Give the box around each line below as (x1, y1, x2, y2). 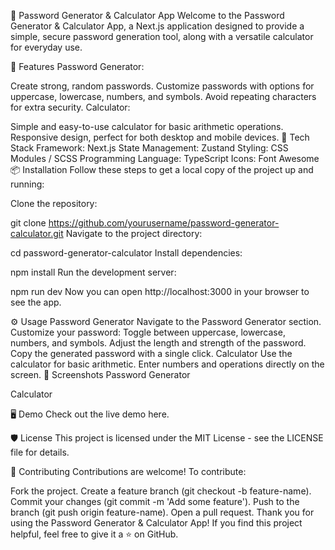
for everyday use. (10, 41, 83, 53)
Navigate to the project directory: (65, 228, 203, 239)
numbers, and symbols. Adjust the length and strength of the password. (10, 337, 307, 349)
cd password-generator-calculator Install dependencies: (10, 247, 243, 259)
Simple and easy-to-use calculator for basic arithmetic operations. (10, 121, 284, 132)
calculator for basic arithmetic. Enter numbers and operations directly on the (10, 358, 325, 370)
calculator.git (10, 228, 64, 239)
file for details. (10, 446, 70, 458)
